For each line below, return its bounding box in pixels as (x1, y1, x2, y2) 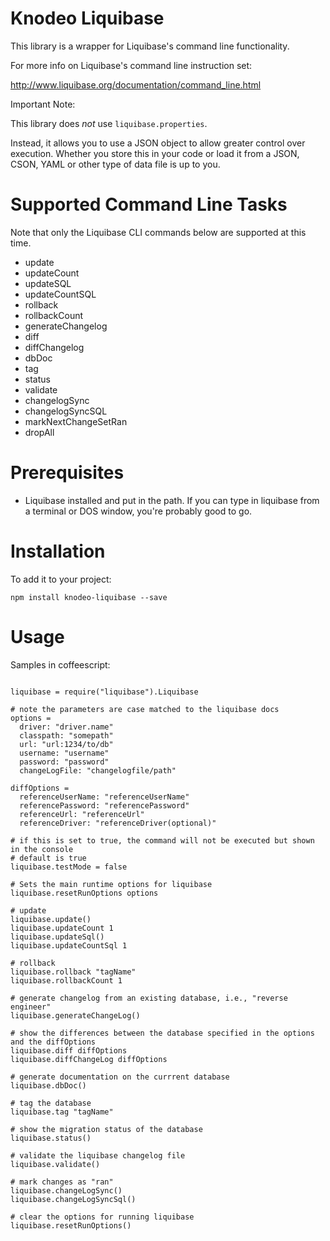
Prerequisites (10, 462, 125, 484)
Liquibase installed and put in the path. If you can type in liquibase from (24, 494, 320, 506)
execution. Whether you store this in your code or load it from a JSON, (10, 147, 300, 159)
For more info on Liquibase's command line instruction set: (10, 59, 253, 71)
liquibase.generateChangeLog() (10, 1010, 141, 1021)
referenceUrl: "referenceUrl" (19, 809, 145, 819)
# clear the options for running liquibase (10, 1212, 195, 1222)
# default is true (10, 853, 87, 863)
